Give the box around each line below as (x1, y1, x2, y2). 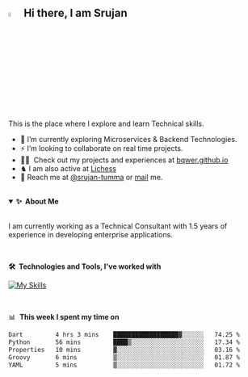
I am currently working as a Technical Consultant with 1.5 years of (8, 221, 228, 231)
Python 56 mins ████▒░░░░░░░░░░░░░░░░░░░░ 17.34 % (8, 338, 241, 346)
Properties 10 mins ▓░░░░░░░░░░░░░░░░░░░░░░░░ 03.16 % (8, 346, 241, 354)
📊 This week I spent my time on (8, 312, 120, 322)
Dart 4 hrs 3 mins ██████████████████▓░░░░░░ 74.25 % (8, 331, 241, 339)
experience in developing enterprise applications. (8, 230, 174, 240)
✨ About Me (15, 197, 59, 207)
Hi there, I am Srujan (23, 6, 128, 20)
